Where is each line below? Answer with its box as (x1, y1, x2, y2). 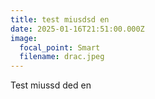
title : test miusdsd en (10, 14, 110, 25)
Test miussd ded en (10, 79, 92, 91)
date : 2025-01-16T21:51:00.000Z (10, 24, 145, 34)
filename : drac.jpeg (19, 52, 105, 62)
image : (10, 33, 38, 43)
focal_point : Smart (19, 42, 101, 53)
